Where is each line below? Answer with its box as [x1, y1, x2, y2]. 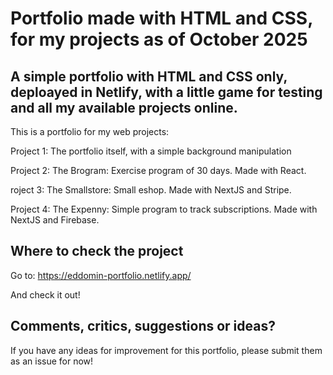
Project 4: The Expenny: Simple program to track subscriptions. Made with [10, 203, 318, 215]
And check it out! [10, 288, 81, 301]
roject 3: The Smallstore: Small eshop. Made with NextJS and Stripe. [10, 184, 292, 196]
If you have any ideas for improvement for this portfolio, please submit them [10, 344, 323, 356]
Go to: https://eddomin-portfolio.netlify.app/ [10, 269, 192, 281]
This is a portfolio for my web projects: [10, 126, 170, 137]
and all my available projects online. [10, 99, 238, 116]
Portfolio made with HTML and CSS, [10, 7, 313, 30]
